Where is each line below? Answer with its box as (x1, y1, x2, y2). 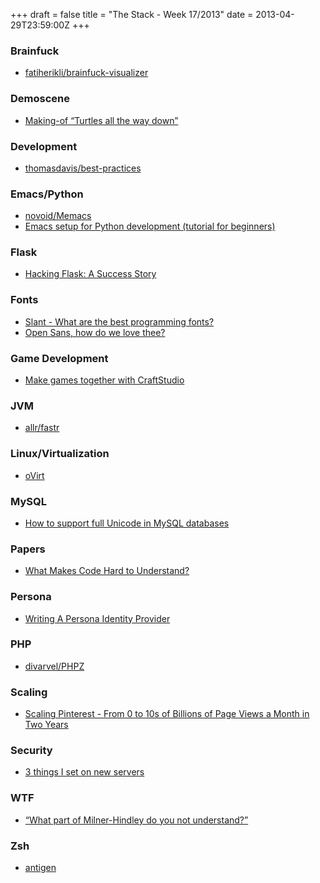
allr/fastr (24, 422, 60, 434)
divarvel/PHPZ (24, 660, 85, 672)
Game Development (10, 351, 109, 365)
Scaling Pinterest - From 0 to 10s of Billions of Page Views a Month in (24, 708, 310, 720)
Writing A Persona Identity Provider (24, 612, 171, 624)
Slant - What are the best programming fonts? (24, 315, 215, 328)
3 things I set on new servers (24, 766, 145, 778)
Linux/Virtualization (10, 447, 110, 461)
